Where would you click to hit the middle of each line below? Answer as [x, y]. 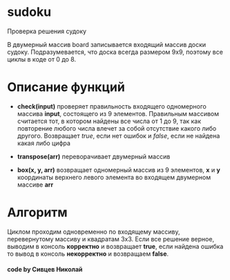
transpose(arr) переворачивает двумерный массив [94, 156]
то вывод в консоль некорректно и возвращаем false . [88, 254]
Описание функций [66, 87]
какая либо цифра [44, 143]
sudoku [29, 12]
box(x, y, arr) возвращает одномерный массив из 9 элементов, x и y [119, 169]
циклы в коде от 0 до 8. [42, 59]
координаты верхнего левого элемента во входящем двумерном [114, 177]
